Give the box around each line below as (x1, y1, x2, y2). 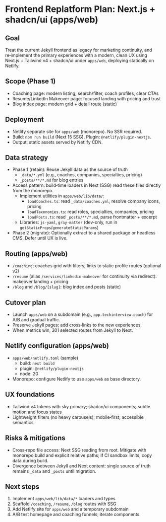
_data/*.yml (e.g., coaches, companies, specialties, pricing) (19, 172, 142, 178)
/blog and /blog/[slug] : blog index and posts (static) (12, 284, 121, 290)
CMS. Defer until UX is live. (12, 235, 68, 241)
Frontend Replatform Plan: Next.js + (5, 3, 156, 15)
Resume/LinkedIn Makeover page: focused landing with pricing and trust (12, 95, 161, 101)
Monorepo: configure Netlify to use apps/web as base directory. (12, 376, 141, 382)
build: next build (19, 360, 55, 366)
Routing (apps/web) (5, 249, 68, 258)
